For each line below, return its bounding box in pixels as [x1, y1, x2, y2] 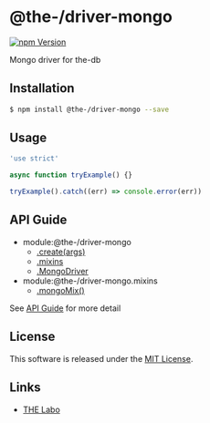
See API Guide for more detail [9, 303, 121, 314]
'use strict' [9, 154, 59, 163]
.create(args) [36, 246, 86, 257]
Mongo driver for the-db [9, 54, 101, 65]
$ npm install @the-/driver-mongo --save [9, 105, 170, 114]
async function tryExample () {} [9, 170, 132, 180]
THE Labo [22, 404, 61, 415]
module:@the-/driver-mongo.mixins [22, 275, 158, 286]
